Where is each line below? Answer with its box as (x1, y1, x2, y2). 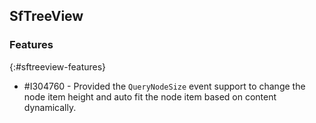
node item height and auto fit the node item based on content (23, 90, 277, 103)
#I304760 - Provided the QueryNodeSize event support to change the (23, 80, 306, 92)
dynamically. (23, 101, 77, 113)
